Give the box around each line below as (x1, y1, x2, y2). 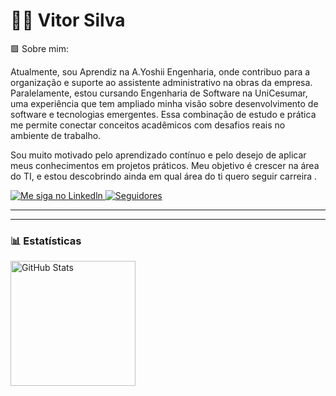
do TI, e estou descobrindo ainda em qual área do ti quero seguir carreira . (10, 170, 318, 182)
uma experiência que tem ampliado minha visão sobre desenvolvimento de (10, 97, 319, 109)
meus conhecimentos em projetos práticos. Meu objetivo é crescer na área (10, 159, 320, 171)
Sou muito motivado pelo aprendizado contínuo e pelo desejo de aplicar (10, 149, 307, 161)
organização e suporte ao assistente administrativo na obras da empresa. (10, 76, 313, 88)
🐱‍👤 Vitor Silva (10, 9, 126, 32)
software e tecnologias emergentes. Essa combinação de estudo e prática (10, 108, 317, 120)
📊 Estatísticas (10, 234, 82, 248)
